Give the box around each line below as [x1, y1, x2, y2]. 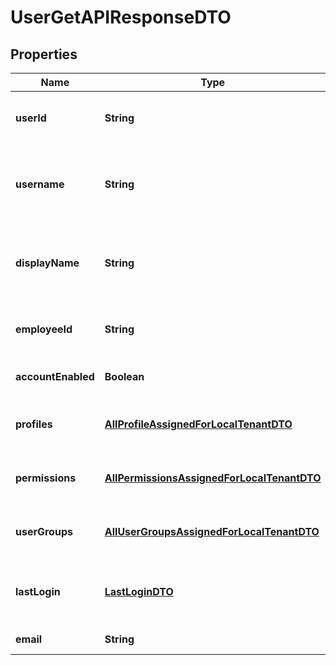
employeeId [15, 322, 73, 336]
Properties [10, 46, 78, 63]
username [15, 177, 65, 191]
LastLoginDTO [104, 585, 174, 598]
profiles [15, 417, 53, 431]
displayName [15, 256, 80, 270]
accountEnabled [15, 370, 95, 383]
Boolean [104, 370, 145, 383]
